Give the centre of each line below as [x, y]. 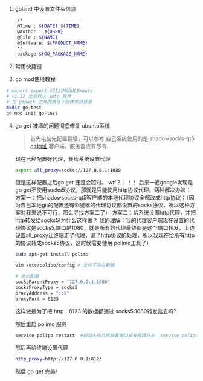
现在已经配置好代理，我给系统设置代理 [63, 158]
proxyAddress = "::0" [42, 293]
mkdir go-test [24, 108]
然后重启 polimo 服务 [41, 324]
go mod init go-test [32, 113]
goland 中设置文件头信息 [46, 9]
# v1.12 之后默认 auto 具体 [39, 96]
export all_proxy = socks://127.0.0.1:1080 [68, 170]
